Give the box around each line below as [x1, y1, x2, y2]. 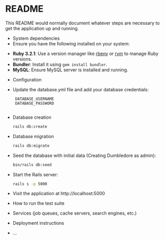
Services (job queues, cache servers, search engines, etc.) [12, 210, 137, 217]
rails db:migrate [12, 143, 50, 148]
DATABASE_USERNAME [15, 96, 54, 101]
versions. [12, 56, 32, 62]
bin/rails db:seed [12, 162, 52, 167]
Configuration [12, 76, 42, 83]
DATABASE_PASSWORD [15, 100, 54, 106]
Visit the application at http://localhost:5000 [12, 191, 105, 197]
